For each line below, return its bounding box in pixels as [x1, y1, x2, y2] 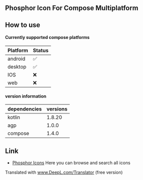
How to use [5, 21, 40, 29]
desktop [7, 63, 27, 70]
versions [46, 106, 68, 112]
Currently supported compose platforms [5, 35, 90, 40]
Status [32, 47, 49, 54]
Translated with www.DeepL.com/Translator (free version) [5, 170, 123, 175]
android [7, 55, 26, 62]
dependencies [7, 106, 42, 112]
